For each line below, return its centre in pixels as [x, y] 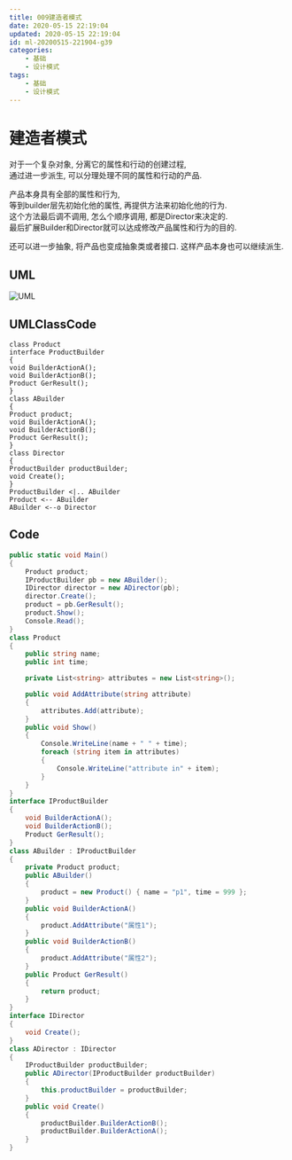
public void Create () [65, 1106]
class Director [37, 453]
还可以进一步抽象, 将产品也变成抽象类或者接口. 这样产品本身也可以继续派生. [146, 247]
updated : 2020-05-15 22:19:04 [65, 34]
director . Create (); [61, 596]
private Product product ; [73, 867]
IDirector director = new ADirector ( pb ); [102, 588]
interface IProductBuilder [59, 802]
